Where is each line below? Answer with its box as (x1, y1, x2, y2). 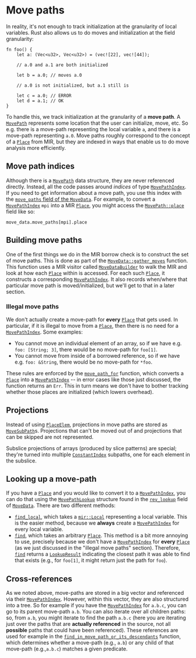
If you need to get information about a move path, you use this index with (6, 189, 182, 196)
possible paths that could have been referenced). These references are (6, 627, 178, 634)
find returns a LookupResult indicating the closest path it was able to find (14, 551, 190, 558)
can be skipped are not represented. (6, 433, 94, 440)
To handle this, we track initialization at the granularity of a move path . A (6, 113, 181, 120)
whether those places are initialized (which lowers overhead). (6, 388, 154, 395)
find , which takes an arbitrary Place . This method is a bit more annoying (14, 532, 188, 539)
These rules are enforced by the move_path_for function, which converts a (6, 369, 184, 376)
